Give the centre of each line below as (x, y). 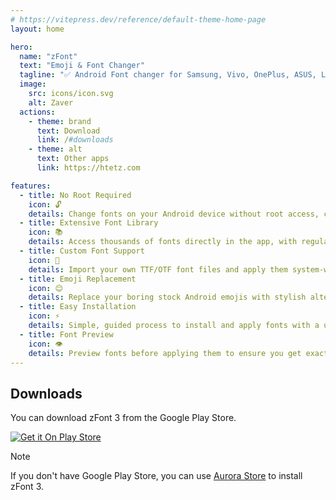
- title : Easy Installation (78, 307)
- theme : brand (60, 121)
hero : (21, 47)
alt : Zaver (51, 102)
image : (33, 84)
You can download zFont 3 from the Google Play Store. (123, 418)
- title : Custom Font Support (82, 251)
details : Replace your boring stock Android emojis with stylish (167, 297)
